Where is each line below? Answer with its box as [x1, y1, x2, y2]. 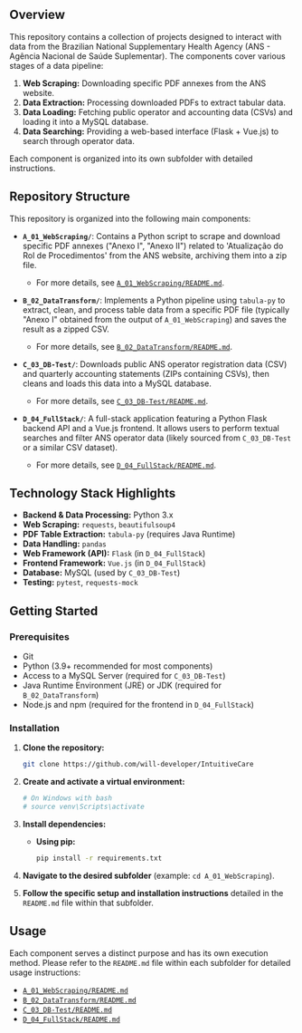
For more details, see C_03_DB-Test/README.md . [35, 395, 209, 406]
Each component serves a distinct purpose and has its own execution [9, 947, 269, 959]
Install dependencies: [22, 819, 107, 830]
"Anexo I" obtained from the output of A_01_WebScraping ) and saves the [22, 314, 287, 324]
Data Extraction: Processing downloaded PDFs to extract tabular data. [22, 97, 287, 108]
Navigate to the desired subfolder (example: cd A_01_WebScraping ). [22, 870, 275, 881]
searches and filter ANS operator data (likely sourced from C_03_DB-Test [22, 432, 292, 443]
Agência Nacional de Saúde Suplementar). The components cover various [9, 50, 287, 62]
